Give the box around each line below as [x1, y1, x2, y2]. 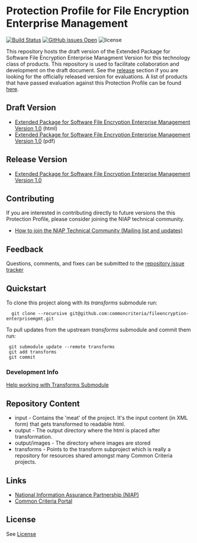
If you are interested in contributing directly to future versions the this [6, 209, 176, 217]
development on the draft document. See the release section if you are [6, 66, 179, 73]
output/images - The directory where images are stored [14, 439, 151, 446]
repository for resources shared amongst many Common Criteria [14, 452, 173, 460]
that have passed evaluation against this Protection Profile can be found [6, 79, 182, 86]
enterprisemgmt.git [6, 316, 54, 322]
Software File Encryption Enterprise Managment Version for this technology [6, 54, 190, 61]
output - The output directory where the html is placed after [14, 427, 161, 434]
